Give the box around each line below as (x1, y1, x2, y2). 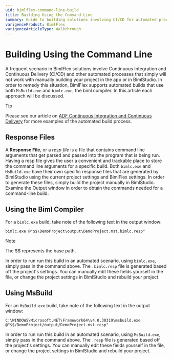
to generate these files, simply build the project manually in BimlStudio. (5, 179, 155, 185)
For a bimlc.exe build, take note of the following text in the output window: (5, 218, 162, 225)
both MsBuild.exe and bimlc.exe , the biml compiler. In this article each (5, 88, 153, 94)
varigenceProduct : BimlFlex (5, 22, 66, 27)
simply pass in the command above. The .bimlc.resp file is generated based (5, 263, 167, 269)
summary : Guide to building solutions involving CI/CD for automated (5, 17, 157, 22)
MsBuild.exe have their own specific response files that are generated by (5, 168, 159, 174)
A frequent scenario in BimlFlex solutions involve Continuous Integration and (5, 66, 166, 72)
